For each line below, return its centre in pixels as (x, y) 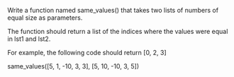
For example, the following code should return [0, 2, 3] (87, 53)
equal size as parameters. (45, 18)
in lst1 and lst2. (29, 39)
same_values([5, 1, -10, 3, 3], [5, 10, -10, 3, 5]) (73, 66)
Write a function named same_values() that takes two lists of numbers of (113, 10)
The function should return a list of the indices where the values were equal (118, 31)
